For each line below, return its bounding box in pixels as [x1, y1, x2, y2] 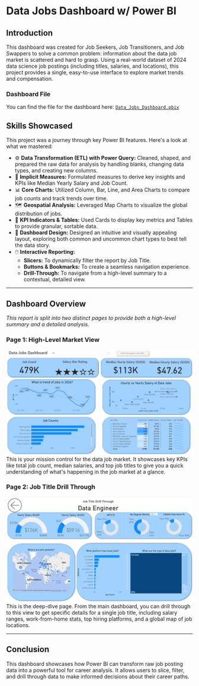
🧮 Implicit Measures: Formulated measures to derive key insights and [14, 174, 185, 181]
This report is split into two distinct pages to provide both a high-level [6, 314, 176, 322]
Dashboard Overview [6, 298, 86, 309]
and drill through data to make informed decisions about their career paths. [6, 673, 190, 680]
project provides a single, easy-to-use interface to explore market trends [6, 69, 184, 75]
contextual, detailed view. [23, 276, 86, 283]
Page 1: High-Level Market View [6, 335, 99, 344]
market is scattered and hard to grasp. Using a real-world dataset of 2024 [6, 56, 187, 63]
